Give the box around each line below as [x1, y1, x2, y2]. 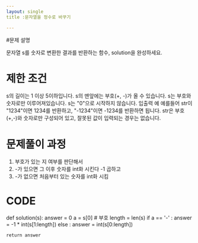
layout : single [6, 8, 44, 15]
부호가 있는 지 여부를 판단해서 [14, 158, 83, 166]
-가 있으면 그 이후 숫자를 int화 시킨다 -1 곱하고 [14, 166, 122, 173]
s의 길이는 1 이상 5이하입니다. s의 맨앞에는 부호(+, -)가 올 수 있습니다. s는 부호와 [6, 92, 191, 99]
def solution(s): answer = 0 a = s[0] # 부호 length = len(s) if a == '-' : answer [6, 214, 192, 222]
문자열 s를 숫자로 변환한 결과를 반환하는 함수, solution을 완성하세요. [6, 48, 163, 56]
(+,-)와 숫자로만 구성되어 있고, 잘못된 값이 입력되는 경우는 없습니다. [6, 115, 161, 122]
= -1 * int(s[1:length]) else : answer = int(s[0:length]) [6, 221, 133, 228]
